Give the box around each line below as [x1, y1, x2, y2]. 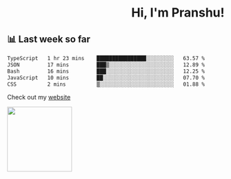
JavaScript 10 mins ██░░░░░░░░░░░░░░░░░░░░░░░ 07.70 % [7, 74, 205, 81]
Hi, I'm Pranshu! [130, 5, 225, 21]
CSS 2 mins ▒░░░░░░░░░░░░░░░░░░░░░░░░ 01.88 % [7, 81, 205, 88]
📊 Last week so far [7, 33, 91, 45]
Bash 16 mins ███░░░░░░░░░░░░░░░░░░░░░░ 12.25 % [7, 68, 205, 75]
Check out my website [7, 93, 71, 102]
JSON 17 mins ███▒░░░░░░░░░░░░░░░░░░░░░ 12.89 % [7, 61, 205, 68]
